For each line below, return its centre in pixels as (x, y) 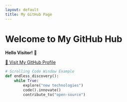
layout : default (22, 10)
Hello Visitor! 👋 (21, 53)
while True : (26, 81)
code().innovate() (42, 90)
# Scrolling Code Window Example (40, 72)
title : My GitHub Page (29, 14)
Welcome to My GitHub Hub (64, 39)
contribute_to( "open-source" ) (54, 95)
